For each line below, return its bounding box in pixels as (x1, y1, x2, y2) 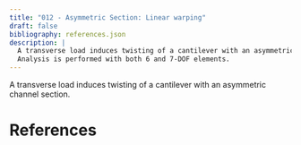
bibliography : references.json (9, 30, 126, 38)
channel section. (9, 89, 71, 99)
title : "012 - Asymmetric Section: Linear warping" (9, 13, 206, 22)
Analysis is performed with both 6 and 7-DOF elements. (17, 55, 230, 64)
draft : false (9, 21, 58, 30)
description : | (9, 38, 66, 47)
